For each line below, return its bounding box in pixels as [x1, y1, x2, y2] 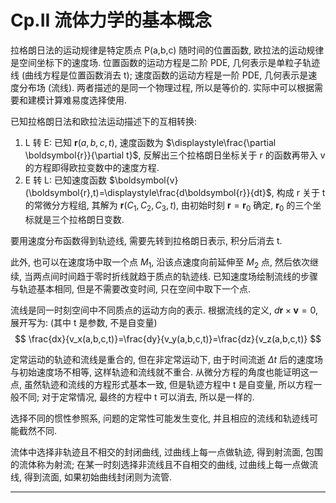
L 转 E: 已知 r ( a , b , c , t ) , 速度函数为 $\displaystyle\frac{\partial [24, 136, 277, 148]
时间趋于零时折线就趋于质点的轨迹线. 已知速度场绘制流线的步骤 [58, 270, 318, 282]
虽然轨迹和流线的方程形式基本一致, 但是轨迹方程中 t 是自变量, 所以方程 [23, 378, 314, 390]
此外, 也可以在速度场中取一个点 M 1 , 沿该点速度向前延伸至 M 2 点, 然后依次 [10, 256, 310, 270]
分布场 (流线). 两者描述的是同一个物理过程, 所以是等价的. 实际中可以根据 [18, 81, 315, 93]
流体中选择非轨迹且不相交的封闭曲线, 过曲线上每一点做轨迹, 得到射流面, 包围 [10, 446, 323, 458]
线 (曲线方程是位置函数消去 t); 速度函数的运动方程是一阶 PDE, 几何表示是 [10, 69, 309, 81]
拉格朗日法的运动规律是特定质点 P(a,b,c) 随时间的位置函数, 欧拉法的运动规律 [10, 44, 325, 56]
